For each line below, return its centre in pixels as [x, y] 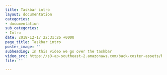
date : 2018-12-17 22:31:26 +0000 [40, 38]
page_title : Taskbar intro [33, 42]
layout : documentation [29, 14]
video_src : [16, 56]
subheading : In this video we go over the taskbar [59, 51]
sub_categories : [22, 28]
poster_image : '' [23, 47]
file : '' [14, 61]
